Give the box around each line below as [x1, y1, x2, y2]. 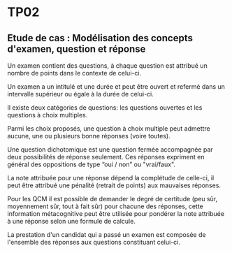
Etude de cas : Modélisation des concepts [7, 32, 194, 44]
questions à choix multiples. [7, 111, 88, 119]
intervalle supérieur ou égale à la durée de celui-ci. [7, 90, 154, 98]
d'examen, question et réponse [7, 43, 146, 55]
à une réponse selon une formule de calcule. [7, 217, 136, 225]
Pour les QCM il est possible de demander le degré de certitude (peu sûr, [7, 195, 218, 203]
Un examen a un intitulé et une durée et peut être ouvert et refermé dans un [7, 82, 226, 91]
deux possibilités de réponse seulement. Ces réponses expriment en [7, 153, 205, 161]
